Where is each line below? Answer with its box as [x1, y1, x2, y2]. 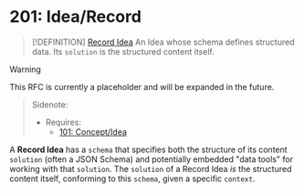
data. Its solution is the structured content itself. [31, 46, 215, 56]
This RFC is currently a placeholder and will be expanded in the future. [9, 81, 275, 92]
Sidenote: [31, 98, 68, 110]
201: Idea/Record [9, 6, 142, 27]
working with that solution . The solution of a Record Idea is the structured [9, 163, 292, 174]
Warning [9, 64, 41, 75]
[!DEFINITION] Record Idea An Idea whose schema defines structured [31, 36, 295, 47]
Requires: [45, 117, 82, 127]
